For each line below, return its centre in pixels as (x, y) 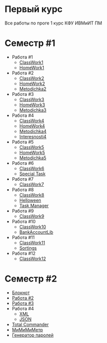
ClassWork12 (33, 259)
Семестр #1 (30, 43)
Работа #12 (24, 253)
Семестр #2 (31, 279)
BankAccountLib (36, 232)
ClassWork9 (32, 216)
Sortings (28, 248)
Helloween (30, 200)
